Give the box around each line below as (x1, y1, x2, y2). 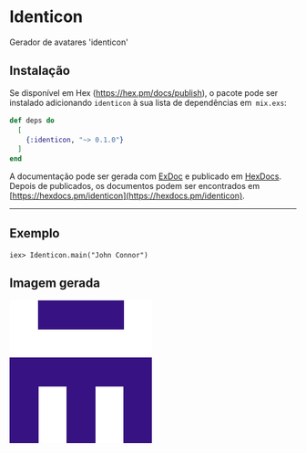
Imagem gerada (9, 276, 100, 291)
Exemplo (9, 226, 60, 241)
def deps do (9, 116, 55, 125)
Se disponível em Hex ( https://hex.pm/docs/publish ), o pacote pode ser (9, 87, 279, 98)
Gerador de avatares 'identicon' (9, 37, 129, 47)
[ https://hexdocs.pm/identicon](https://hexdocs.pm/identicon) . (9, 190, 246, 202)
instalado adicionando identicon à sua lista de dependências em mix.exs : (9, 97, 287, 108)
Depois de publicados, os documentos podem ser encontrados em (9, 181, 260, 192)
